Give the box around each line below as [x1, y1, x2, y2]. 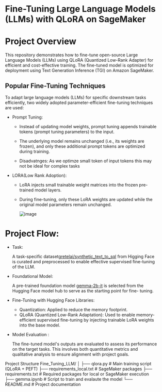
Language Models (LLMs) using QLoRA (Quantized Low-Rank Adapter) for [5, 57, 154, 63]
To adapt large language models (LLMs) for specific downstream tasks [5, 94, 146, 100]
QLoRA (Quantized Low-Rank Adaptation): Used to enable [19, 312, 135, 318]
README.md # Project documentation [5, 381, 81, 387]
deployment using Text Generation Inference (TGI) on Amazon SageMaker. [5, 68, 154, 73]
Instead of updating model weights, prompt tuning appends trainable [19, 123, 157, 129]
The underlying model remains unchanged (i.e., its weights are [19, 138, 145, 144]
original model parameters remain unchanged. [19, 202, 112, 207]
